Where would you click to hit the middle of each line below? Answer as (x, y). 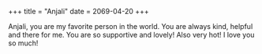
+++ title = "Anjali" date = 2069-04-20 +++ (79, 11)
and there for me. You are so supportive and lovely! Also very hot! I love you (131, 35)
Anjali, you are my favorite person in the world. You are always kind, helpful (131, 26)
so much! (23, 43)
